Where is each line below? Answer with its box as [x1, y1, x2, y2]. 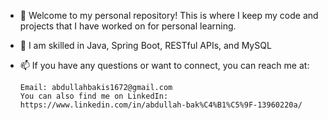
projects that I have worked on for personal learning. [19, 20, 237, 32]
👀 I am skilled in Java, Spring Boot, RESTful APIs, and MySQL [19, 40, 272, 51]
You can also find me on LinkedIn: [19, 91, 169, 101]
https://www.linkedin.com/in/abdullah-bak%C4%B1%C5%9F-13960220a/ [19, 100, 303, 110]
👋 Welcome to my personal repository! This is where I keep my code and [19, 10, 319, 21]
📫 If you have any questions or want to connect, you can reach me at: [19, 60, 310, 71]
